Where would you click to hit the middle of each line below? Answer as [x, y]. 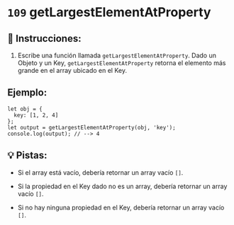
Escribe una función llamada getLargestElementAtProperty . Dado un [117, 55]
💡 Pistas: [27, 155]
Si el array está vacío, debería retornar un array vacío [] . [100, 172]
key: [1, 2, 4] [36, 115]
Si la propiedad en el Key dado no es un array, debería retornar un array [122, 186]
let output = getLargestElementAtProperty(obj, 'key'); [91, 127]
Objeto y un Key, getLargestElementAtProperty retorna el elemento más [122, 63]
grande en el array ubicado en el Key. [72, 70]
